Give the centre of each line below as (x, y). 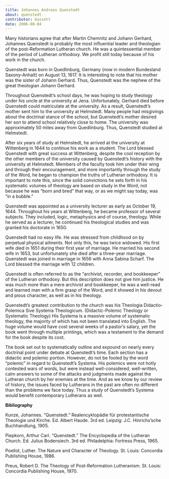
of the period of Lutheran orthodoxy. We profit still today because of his (80, 55)
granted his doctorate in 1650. (36, 228)
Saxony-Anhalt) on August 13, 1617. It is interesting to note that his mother (81, 75)
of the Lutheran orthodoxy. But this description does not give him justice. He (84, 279)
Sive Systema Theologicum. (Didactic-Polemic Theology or (87, 310)
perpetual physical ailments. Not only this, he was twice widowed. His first (82, 243)
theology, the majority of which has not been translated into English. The (81, 322)
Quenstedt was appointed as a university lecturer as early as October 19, (81, 206)
